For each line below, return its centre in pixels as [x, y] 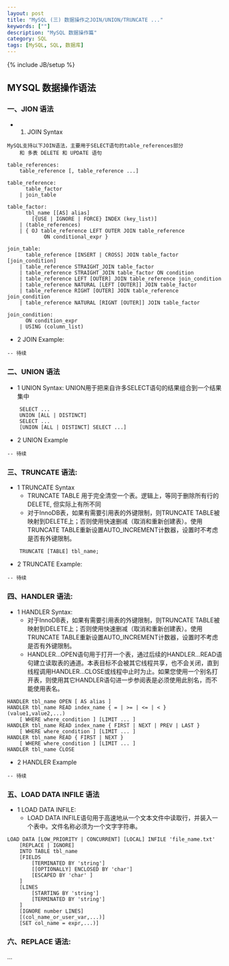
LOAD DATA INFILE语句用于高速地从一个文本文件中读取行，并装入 [120, 817]
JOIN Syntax [45, 131]
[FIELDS [30, 857]
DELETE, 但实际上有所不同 [64, 505]
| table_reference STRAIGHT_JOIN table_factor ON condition [107, 272]
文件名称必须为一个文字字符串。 [96, 826]
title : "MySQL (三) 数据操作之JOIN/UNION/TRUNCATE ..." [85, 20]
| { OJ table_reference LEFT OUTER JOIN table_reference [102, 231]
